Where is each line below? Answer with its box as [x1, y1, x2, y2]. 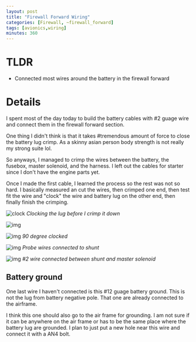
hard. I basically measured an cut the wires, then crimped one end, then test [6, 186, 190, 193]
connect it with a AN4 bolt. [6, 330, 71, 337]
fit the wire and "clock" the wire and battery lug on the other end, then [6, 193, 176, 199]
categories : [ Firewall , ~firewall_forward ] [6, 19, 114, 25]
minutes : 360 [6, 30, 38, 36]
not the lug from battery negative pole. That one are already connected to [6, 294, 184, 301]
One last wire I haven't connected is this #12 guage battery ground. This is [6, 288, 185, 295]
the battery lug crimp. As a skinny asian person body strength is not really [6, 139, 184, 145]
